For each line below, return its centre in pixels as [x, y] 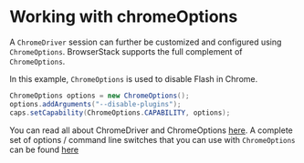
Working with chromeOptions [124, 17]
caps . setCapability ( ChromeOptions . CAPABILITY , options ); [120, 112]
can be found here [44, 149]
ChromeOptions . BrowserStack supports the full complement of [126, 51]
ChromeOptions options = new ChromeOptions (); [100, 96]
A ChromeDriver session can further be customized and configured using [146, 42]
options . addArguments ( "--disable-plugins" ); [95, 104]
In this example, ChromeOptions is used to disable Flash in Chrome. [134, 78]
